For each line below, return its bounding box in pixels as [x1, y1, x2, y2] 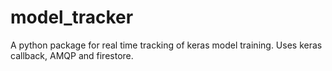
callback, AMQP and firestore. [10, 49, 134, 61]
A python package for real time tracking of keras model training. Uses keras [10, 39, 323, 51]
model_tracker [10, 6, 134, 29]
